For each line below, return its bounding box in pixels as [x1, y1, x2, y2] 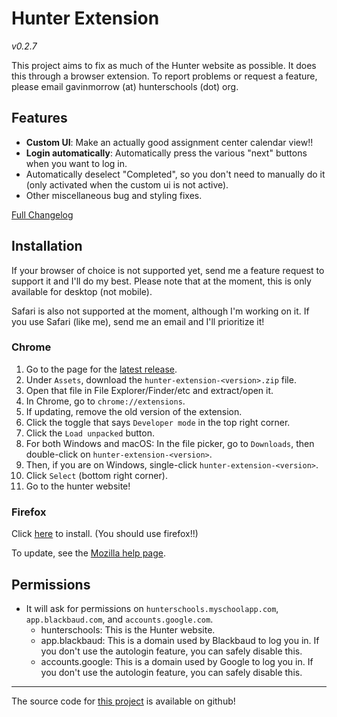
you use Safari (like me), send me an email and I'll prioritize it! [11, 315, 265, 327]
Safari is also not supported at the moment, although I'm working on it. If [11, 305, 310, 317]
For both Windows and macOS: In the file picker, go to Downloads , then [25, 437, 315, 449]
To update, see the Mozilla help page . [11, 547, 166, 559]
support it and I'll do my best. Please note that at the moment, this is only [11, 275, 312, 287]
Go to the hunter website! [25, 480, 131, 492]
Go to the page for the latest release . [25, 363, 178, 375]
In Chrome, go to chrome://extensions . [25, 395, 186, 407]
